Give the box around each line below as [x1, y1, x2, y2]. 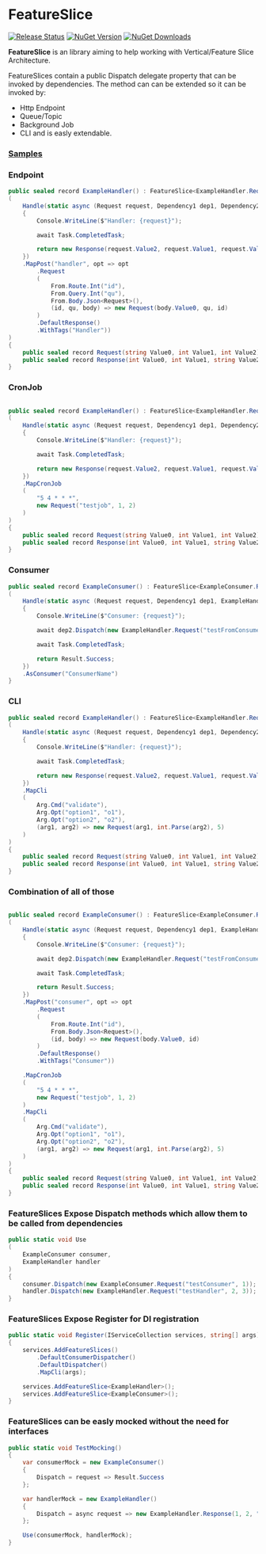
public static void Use [8, 1236, 87, 1244]
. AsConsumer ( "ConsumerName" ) [22, 669, 119, 678]
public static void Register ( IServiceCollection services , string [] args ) [8, 1331, 260, 1339]
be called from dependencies [8, 1217, 123, 1228]
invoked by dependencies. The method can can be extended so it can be [8, 79, 247, 89]
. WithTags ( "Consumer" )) [36, 1057, 115, 1065]
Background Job [19, 120, 74, 129]
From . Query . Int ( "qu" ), [50, 289, 126, 298]
